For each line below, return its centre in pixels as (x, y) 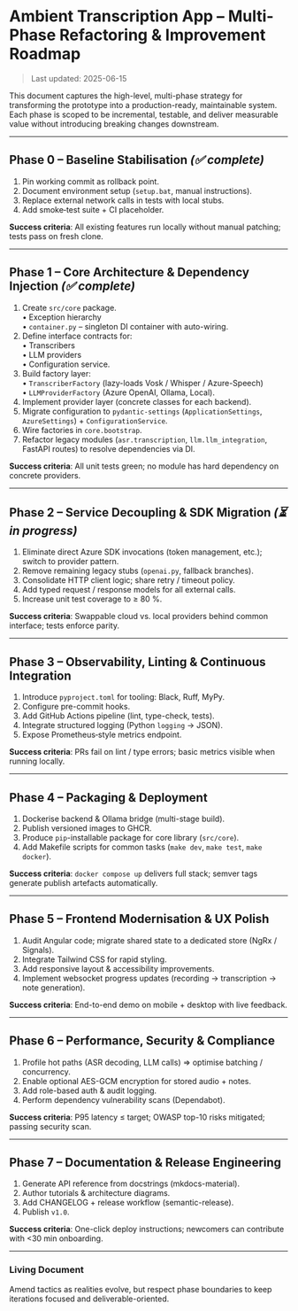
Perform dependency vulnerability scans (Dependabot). (123, 1099)
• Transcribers (48, 345)
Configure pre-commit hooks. (76, 707)
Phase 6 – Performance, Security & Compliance (142, 1041)
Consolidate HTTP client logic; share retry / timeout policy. (129, 580)
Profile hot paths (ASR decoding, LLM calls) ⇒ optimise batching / (142, 1062)
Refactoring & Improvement (162, 35)
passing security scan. (50, 1126)
